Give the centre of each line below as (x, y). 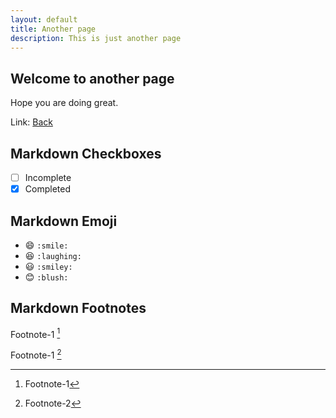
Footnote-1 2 (36, 354)
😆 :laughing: (53, 255)
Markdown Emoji (64, 221)
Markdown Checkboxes (86, 153)
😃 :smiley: (48, 266)
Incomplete (48, 177)
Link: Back (31, 122)
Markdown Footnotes (78, 308)
